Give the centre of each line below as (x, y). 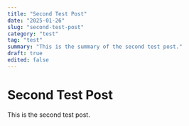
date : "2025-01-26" (36, 21)
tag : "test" (25, 40)
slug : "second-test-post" (45, 27)
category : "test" (33, 34)
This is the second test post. (49, 115)
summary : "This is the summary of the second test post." (95, 47)
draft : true (25, 54)
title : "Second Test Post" (47, 14)
